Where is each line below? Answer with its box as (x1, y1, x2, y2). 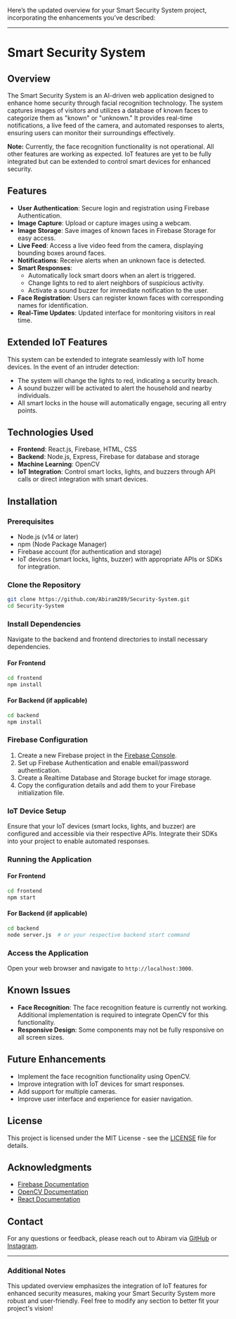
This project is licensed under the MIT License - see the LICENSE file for (7, 1133, 216, 1142)
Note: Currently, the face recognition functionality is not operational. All (7, 142, 214, 151)
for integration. (17, 562, 61, 571)
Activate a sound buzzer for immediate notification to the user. (27, 286, 209, 294)
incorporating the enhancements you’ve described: (7, 13, 156, 22)
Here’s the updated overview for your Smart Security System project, (7, 6, 207, 14)
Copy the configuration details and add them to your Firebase (17, 781, 196, 789)
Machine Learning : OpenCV (17, 460, 100, 469)
